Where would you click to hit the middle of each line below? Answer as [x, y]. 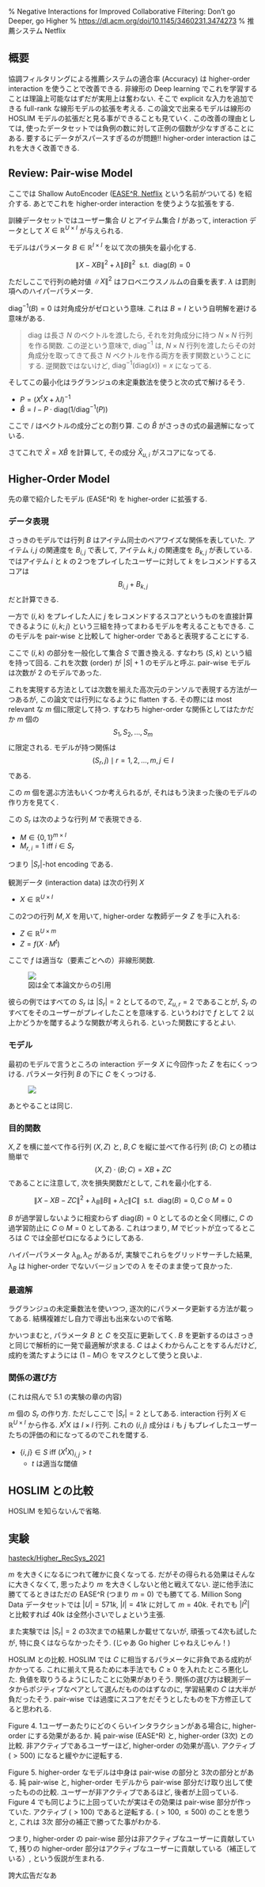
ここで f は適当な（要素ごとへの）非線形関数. [82, 960]
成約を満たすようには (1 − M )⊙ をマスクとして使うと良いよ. [106, 1355]
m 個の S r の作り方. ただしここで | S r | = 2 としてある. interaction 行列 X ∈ [127, 1414]
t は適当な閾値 [55, 1463]
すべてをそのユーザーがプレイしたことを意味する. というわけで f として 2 [127, 1013]
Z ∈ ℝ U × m [38, 932]
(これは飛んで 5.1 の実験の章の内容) [65, 1396]
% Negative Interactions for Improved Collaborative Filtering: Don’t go [122, 11]
